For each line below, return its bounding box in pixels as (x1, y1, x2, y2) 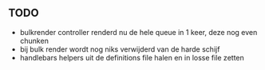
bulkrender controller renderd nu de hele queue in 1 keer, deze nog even (19, 27, 258, 37)
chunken (19, 36, 49, 45)
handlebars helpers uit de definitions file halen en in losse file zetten (19, 52, 245, 62)
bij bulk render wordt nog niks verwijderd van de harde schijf (19, 44, 220, 54)
